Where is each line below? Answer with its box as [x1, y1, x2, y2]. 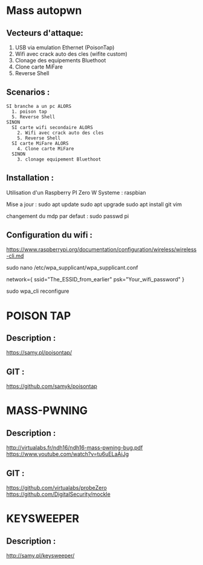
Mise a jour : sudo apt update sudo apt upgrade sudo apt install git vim [6, 201, 182, 208]
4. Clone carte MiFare [17, 145, 74, 152]
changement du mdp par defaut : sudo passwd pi [6, 212, 129, 219]
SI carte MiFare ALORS [11, 140, 69, 146]
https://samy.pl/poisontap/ [6, 349, 72, 356]
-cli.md [6, 252, 24, 259]
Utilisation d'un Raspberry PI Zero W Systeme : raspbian [6, 189, 146, 196]
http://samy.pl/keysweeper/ [6, 552, 75, 560]
